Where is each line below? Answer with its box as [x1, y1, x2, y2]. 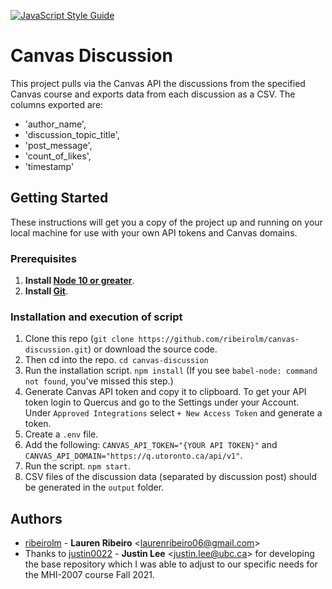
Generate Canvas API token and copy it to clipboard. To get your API [24, 386, 307, 398]
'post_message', [24, 139, 93, 151]
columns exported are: [10, 98, 104, 110]
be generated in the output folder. [24, 481, 165, 494]
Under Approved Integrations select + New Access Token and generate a [24, 407, 323, 419]
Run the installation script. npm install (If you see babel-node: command [24, 365, 318, 377]
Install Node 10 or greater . [24, 275, 135, 287]
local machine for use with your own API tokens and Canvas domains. [10, 226, 298, 239]
